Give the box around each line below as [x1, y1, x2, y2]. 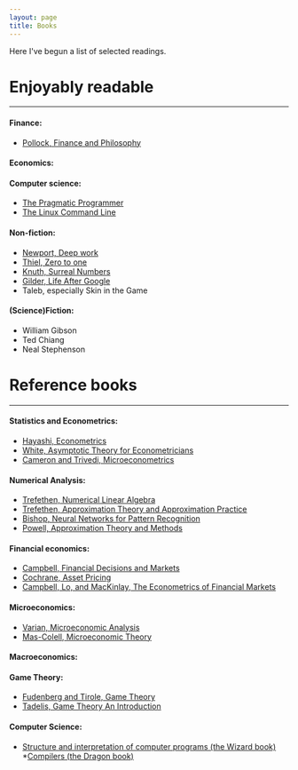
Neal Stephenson [21, 344, 86, 354]
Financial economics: [9, 543, 90, 553]
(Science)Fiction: [9, 306, 74, 316]
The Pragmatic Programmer [21, 197, 124, 209]
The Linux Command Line [21, 207, 117, 218]
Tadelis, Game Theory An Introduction [21, 701, 161, 711]
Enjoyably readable [9, 76, 154, 97]
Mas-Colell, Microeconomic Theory [21, 631, 153, 642]
